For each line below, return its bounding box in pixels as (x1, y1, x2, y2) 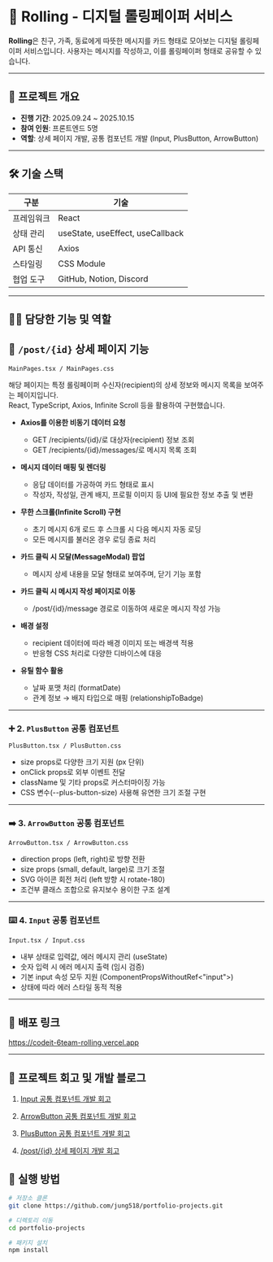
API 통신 (12, 243, 43, 255)
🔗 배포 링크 (8, 1016, 61, 1029)
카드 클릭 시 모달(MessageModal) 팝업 (19, 551, 145, 561)
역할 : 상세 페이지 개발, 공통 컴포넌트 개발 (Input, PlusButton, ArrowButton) (19, 133, 259, 143)
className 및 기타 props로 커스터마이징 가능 (19, 777, 166, 787)
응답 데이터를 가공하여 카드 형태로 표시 (32, 479, 154, 489)
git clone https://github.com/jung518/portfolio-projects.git (8, 1201, 223, 1210)
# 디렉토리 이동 (8, 1216, 54, 1225)
